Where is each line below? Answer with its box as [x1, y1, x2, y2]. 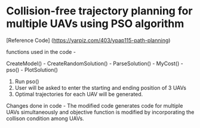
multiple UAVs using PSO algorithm [6, 17, 184, 31]
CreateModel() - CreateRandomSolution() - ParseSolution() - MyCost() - [6, 60, 183, 67]
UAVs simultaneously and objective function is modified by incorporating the [6, 108, 195, 115]
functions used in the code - [6, 48, 76, 55]
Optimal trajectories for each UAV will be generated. [14, 90, 143, 97]
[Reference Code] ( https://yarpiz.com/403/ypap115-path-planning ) [6, 36, 171, 44]
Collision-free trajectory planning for [6, 4, 193, 18]
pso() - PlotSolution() [6, 66, 59, 73]
